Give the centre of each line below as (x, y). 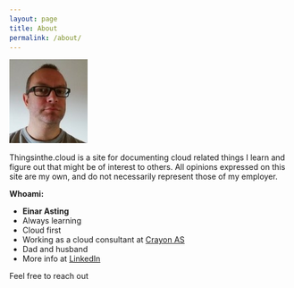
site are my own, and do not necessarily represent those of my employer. (144, 177)
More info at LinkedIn (61, 258)
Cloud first (42, 230)
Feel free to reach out (49, 276)
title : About (34, 28)
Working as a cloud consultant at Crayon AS (103, 240)
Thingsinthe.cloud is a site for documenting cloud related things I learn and (147, 157)
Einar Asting (46, 211)
